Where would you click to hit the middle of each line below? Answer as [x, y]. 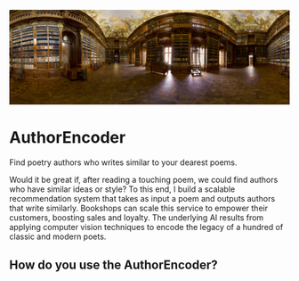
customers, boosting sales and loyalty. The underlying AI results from [137, 218]
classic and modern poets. [58, 236]
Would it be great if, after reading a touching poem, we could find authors [144, 180]
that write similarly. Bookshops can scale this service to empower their [139, 208]
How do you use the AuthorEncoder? [113, 264]
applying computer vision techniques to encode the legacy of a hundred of [146, 227]
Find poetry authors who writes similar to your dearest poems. [123, 162]
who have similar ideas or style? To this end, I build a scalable [122, 189]
